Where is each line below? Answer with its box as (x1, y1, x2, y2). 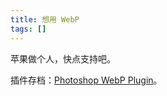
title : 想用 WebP (10, 14, 80, 25)
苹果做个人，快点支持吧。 (10, 52, 116, 65)
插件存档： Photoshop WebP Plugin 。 (10, 74, 163, 86)
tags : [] (10, 24, 47, 34)
